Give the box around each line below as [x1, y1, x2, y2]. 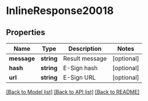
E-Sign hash [63, 64, 98, 72]
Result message [63, 54, 107, 62]
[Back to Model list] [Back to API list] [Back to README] [6, 89, 140, 95]
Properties [6, 27, 45, 37]
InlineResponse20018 [6, 4, 114, 18]
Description [68, 45, 102, 53]
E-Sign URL [63, 74, 96, 81]
